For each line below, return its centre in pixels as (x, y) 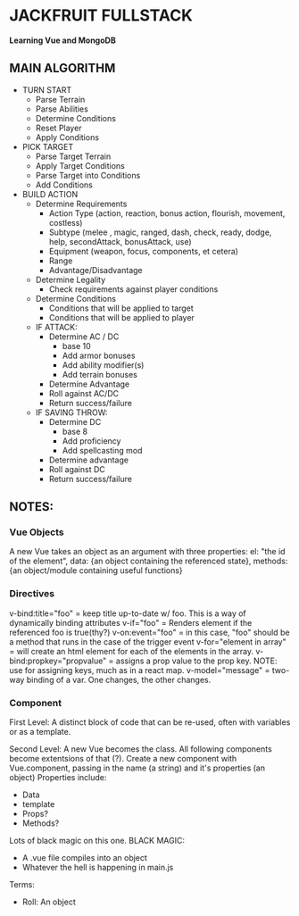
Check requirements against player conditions (133, 289)
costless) (66, 222)
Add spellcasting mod (102, 450)
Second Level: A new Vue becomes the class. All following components (141, 749)
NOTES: (32, 507)
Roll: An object (49, 902)
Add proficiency (91, 441)
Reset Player (58, 128)
